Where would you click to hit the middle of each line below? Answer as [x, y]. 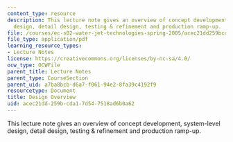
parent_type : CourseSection [48, 78]
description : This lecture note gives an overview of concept [99, 20]
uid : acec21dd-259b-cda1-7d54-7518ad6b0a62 [71, 104]
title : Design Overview [42, 98]
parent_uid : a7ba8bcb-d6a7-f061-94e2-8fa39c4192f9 [82, 85]
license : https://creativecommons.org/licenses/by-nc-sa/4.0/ [99, 59]
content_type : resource [42, 14]
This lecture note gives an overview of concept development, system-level [114, 123]
